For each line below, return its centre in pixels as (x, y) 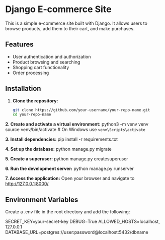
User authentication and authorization (52, 56)
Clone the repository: (35, 101)
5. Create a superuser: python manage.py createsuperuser (67, 159)
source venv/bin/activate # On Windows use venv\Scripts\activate (75, 130)
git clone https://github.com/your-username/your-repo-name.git (81, 110)
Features (19, 45)
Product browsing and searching (46, 62)
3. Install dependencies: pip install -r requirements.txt (62, 139)
